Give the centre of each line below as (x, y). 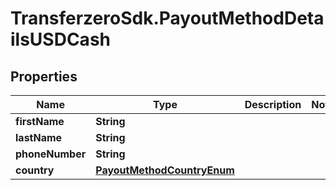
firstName (40, 121)
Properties (44, 76)
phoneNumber (51, 154)
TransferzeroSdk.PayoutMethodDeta (167, 18)
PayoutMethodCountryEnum (165, 170)
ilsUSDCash (60, 39)
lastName (39, 137)
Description (273, 104)
